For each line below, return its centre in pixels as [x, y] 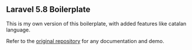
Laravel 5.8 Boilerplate [48, 10]
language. [18, 30]
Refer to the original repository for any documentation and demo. [85, 41]
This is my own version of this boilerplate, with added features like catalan [96, 23]
